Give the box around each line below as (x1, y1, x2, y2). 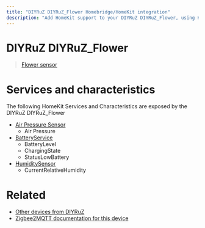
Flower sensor (21, 61, 58, 68)
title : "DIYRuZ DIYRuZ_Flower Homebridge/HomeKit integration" (6, 9, 171, 15)
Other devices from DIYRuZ (15, 208, 85, 216)
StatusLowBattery (24, 153, 70, 161)
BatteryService (15, 134, 53, 141)
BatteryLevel (24, 141, 57, 148)
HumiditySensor (15, 160, 56, 167)
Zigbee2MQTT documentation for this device (15, 215, 129, 222)
